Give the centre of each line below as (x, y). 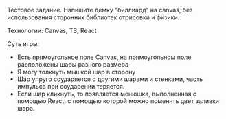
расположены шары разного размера (73, 64)
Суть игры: (23, 44)
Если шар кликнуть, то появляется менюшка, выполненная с (107, 94)
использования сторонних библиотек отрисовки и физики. (93, 17)
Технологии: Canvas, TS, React (52, 31)
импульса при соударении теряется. (71, 86)
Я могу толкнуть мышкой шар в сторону (76, 72)
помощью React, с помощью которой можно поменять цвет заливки (118, 101)
